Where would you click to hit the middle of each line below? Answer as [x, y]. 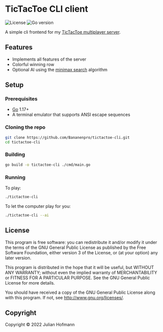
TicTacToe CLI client [47, 9]
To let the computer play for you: [38, 206]
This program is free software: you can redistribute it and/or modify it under [81, 242]
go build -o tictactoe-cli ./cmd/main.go [48, 165]
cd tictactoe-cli [23, 142]
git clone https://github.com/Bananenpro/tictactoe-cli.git [68, 137]
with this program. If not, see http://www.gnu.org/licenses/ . [65, 297]
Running [15, 177]
